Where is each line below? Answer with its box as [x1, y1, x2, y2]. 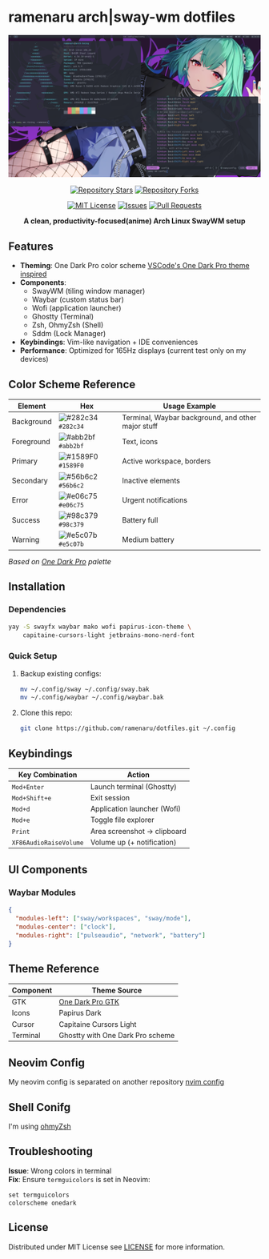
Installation [8, 580, 66, 594]
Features [8, 239, 54, 253]
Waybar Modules [8, 887, 76, 898]
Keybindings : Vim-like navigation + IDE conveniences [19, 337, 199, 347]
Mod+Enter [11, 783, 45, 792]
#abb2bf [58, 443, 84, 451]
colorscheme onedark [8, 1199, 78, 1207]
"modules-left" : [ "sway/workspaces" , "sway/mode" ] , [15, 915, 192, 923]
